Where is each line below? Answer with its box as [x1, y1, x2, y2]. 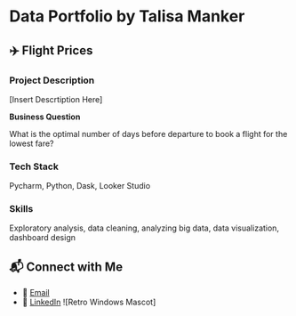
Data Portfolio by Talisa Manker [9, 6, 245, 27]
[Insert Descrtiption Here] [9, 93, 103, 104]
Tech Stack [9, 160, 60, 173]
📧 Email [21, 288, 51, 298]
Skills [9, 203, 34, 215]
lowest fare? [9, 138, 54, 149]
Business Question [9, 111, 81, 122]
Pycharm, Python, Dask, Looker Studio [9, 181, 151, 191]
